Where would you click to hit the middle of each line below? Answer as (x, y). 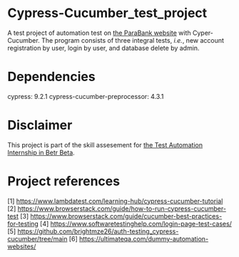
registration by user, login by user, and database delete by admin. (103, 48)
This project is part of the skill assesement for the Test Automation (105, 145)
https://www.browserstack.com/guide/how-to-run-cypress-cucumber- (122, 209)
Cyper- (203, 33)
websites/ (22, 246)
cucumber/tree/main (37, 238)
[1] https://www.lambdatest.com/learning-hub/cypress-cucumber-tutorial (115, 201)
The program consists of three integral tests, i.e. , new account (133, 40)
